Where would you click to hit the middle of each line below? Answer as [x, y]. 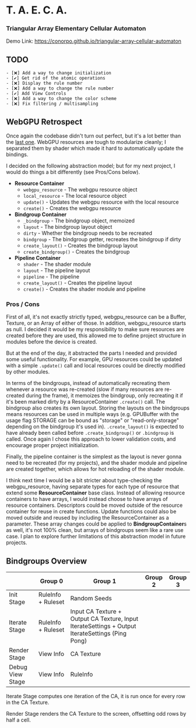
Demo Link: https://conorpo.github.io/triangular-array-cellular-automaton [94, 41]
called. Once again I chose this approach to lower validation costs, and [91, 439]
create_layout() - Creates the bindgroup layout [80, 246]
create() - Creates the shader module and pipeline [84, 289]
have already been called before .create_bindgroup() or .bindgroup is [90, 433]
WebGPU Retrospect [44, 121]
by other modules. [28, 372]
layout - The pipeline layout [57, 270]
